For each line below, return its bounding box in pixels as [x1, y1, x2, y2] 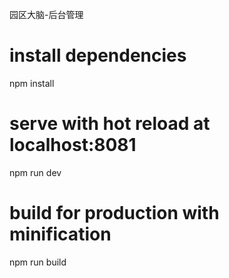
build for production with [9, 202, 220, 225]
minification [9, 223, 112, 246]
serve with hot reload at [9, 113, 211, 135]
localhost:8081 [9, 134, 137, 157]
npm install [9, 77, 55, 89]
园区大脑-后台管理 [9, 9, 84, 20]
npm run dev [9, 166, 62, 178]
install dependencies [9, 44, 187, 67]
